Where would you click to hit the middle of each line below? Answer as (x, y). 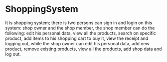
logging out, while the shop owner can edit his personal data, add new (77, 43)
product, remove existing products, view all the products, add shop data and (83, 49)
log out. (13, 54)
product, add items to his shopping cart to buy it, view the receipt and (77, 38)
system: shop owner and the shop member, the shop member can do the (80, 28)
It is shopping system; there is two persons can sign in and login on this (79, 23)
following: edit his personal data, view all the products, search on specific (81, 33)
